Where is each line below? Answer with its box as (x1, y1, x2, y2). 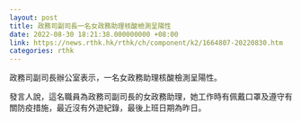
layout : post (9, 13, 58, 22)
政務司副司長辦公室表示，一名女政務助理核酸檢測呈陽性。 (9, 73, 222, 83)
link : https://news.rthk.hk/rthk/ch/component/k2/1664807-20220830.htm (9, 38, 283, 48)
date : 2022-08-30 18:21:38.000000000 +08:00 (9, 30, 179, 39)
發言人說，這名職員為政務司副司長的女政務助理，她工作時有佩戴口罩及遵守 (9, 91, 285, 102)
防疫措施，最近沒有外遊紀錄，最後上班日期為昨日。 (16, 102, 207, 113)
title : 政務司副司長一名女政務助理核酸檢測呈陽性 (9, 22, 172, 30)
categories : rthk (9, 47, 75, 56)
